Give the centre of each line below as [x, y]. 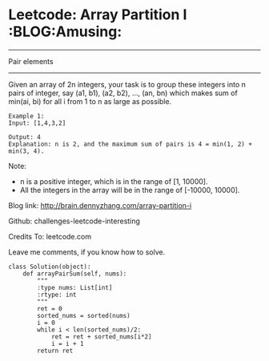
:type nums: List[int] [75, 287]
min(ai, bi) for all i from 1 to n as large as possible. [90, 101]
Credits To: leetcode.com [50, 236]
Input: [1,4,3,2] [37, 123]
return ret [55, 351]
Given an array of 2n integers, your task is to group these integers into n [127, 84]
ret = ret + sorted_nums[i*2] [101, 337]
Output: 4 [25, 137]
